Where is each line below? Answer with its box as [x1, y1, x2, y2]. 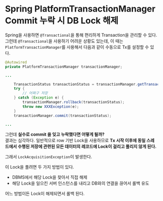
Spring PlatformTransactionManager [5, 3, 156, 14]
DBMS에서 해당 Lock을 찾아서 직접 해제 [12, 174, 87, 180]
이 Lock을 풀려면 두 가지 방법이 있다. [5, 164, 74, 170]
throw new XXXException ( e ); [22, 104, 79, 109]
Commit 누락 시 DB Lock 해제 [5, 15, 119, 26]
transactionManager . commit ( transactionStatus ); [14, 113, 112, 118]
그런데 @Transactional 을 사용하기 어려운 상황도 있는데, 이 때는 [5, 38, 124, 44]
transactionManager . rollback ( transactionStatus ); [22, 100, 125, 105]
